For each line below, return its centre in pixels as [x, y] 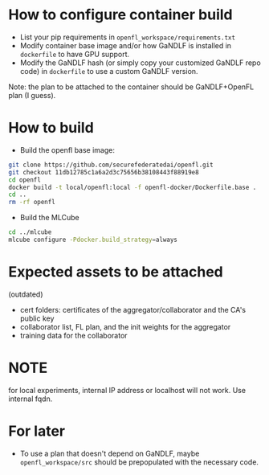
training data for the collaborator [73, 335]
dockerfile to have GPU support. [75, 54]
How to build [51, 128]
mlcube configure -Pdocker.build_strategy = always [93, 240]
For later [37, 431]
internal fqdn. [31, 399]
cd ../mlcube [30, 232]
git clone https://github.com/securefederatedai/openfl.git [111, 165]
